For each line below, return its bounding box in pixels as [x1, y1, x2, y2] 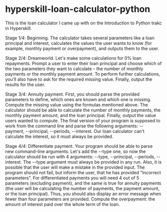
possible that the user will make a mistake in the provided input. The [5, 164, 145, 170]
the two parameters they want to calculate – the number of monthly [5, 66, 144, 72]
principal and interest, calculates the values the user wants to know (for [5, 40, 152, 46]
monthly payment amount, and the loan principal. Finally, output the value [5, 112, 156, 118]
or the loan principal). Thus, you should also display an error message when [5, 191, 162, 197]
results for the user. [5, 81, 45, 88]
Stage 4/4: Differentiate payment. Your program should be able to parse [5, 143, 153, 149]
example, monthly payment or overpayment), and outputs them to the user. [5, 45, 160, 51]
